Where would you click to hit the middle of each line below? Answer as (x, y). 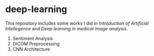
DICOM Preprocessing (36, 43)
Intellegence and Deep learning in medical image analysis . (67, 28)
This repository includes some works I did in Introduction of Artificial (77, 23)
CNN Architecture (31, 49)
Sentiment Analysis (33, 38)
